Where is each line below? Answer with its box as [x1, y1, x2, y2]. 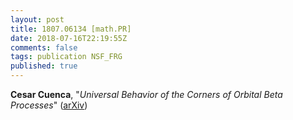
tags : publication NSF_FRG [10, 52, 123, 62]
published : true [10, 61, 78, 71]
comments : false [10, 42, 78, 53]
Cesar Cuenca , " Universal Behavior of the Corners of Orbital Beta [10, 89, 283, 100]
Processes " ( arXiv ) [10, 99, 88, 111]
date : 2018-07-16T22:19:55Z [10, 33, 128, 43]
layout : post [10, 14, 65, 25]
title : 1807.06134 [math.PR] [10, 24, 132, 34]
